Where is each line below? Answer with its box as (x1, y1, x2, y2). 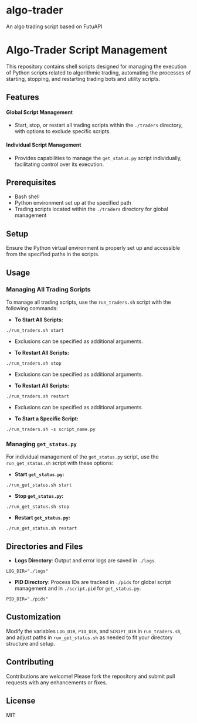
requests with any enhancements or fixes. (6, 678, 107, 686)
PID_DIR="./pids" (6, 596, 49, 602)
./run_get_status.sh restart (6, 525, 77, 531)
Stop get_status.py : (14, 493, 64, 500)
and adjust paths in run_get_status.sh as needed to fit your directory (6, 634, 173, 641)
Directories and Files (6, 541, 83, 551)
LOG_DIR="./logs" (6, 568, 49, 575)
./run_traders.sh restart (6, 393, 69, 399)
